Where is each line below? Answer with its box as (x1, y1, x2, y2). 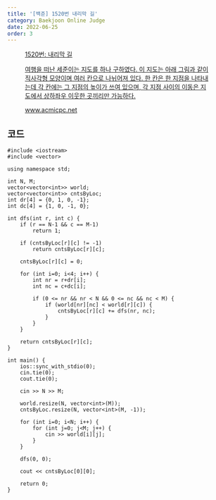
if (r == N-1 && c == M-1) (20, 221, 99, 228)
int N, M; (7, 178, 37, 185)
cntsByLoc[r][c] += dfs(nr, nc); (57, 307, 156, 315)
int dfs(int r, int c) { (7, 215, 80, 222)
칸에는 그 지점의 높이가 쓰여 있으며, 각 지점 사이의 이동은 (45, 83, 199, 92)
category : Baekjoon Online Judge (7, 17, 106, 24)
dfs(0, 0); (20, 456, 52, 463)
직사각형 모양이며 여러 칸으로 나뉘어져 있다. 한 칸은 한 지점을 (25, 74, 190, 83)
